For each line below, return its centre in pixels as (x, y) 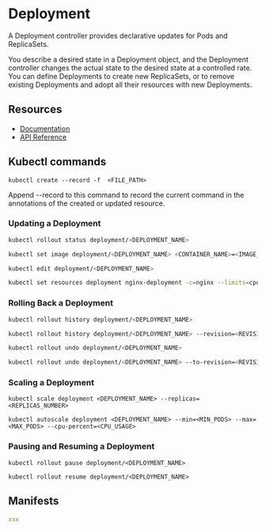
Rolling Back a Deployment (61, 303)
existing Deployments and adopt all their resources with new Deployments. (130, 85)
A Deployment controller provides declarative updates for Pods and (118, 36)
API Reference (43, 137)
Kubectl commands (57, 162)
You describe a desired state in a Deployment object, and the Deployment (129, 59)
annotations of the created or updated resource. (87, 203)
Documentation (45, 128)
